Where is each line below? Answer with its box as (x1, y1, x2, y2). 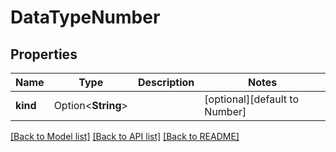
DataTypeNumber (10, 6, 161, 29)
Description (137, 76, 195, 89)
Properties (10, 46, 78, 63)
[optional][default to (204, 92, 300, 106)
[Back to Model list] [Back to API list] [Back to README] (10, 131, 240, 142)
